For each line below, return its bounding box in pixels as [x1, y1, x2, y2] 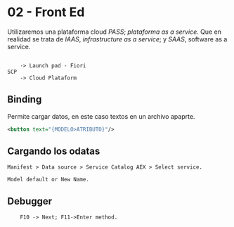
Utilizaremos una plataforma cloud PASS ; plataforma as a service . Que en [7, 27, 221, 36]
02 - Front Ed [7, 4, 85, 20]
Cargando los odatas [7, 145, 100, 157]
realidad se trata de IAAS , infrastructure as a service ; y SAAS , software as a [7, 34, 228, 43]
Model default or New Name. [7, 176, 90, 183]
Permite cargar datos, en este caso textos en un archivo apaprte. [7, 112, 195, 120]
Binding [7, 93, 42, 105]
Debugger [7, 195, 53, 207]
